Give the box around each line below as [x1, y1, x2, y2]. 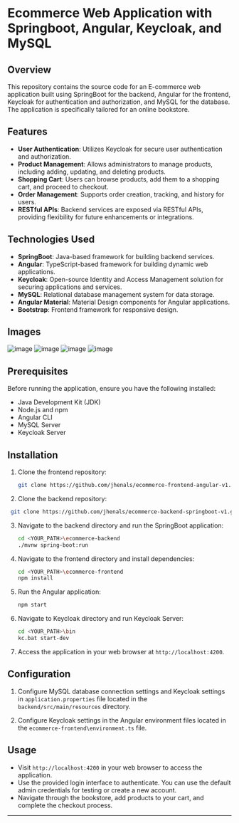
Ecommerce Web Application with [7, 5, 213, 21]
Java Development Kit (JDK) [17, 398, 101, 407]
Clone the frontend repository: [17, 468, 107, 476]
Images [7, 326, 41, 338]
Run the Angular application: [17, 587, 101, 596]
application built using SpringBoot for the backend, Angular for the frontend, [7, 90, 231, 98]
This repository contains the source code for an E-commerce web [7, 83, 201, 90]
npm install [17, 575, 53, 582]
